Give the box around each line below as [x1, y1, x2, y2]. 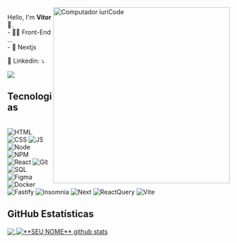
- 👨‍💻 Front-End [7, 28, 51, 36]
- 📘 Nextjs [7, 43, 37, 51]
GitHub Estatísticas [7, 208, 94, 220]
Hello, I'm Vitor [7, 13, 51, 21]
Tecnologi [7, 91, 52, 103]
